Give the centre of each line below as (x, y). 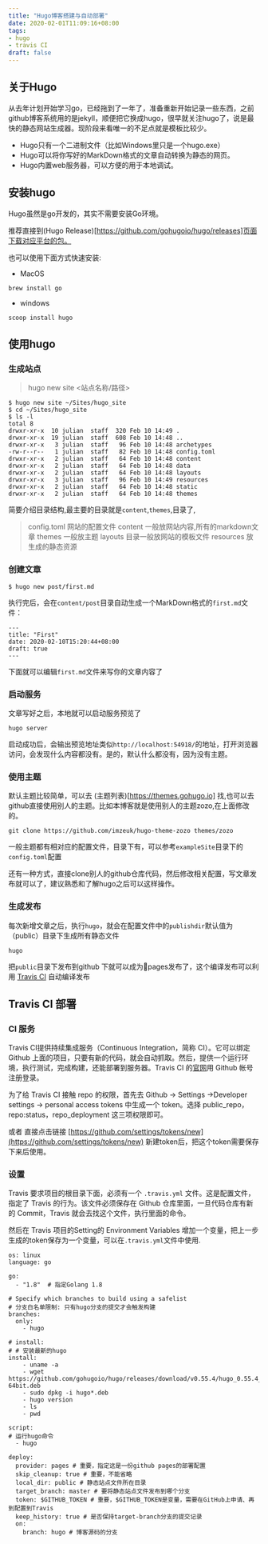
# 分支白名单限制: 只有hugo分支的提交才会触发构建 (82, 1308)
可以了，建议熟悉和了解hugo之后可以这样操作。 (100, 884)
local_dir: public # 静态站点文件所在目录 (81, 1483)
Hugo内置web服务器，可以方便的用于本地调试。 (99, 165)
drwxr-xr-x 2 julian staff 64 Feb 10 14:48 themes (103, 494)
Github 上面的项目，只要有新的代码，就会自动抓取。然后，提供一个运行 (125, 1058)
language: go (30, 1262)
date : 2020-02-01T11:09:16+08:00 (64, 23)
